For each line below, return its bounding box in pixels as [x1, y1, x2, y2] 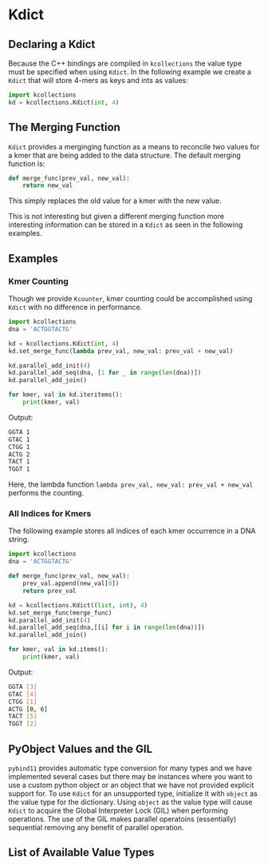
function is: [8, 158, 45, 169]
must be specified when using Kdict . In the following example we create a [8, 67, 251, 77]
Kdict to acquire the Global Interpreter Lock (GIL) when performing [8, 805, 229, 815]
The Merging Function [8, 121, 121, 134]
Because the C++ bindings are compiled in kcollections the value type [8, 58, 242, 68]
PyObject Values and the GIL [8, 742, 153, 756]
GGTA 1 [8, 428, 30, 436]
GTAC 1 [8, 435, 30, 443]
